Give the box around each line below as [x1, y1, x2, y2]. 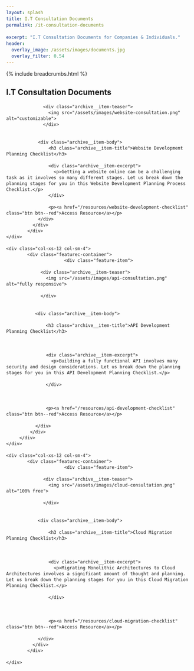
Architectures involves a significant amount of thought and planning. [6, 570, 186, 576]
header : [6, 41, 25, 47]
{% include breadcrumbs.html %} [6, 70, 87, 77]
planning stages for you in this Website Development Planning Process [6, 180, 186, 186]
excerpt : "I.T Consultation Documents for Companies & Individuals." [6, 34, 181, 41]
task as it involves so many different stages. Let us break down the [6, 174, 183, 180]
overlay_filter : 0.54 [11, 53, 65, 59]
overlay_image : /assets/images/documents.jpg [11, 47, 126, 53]
